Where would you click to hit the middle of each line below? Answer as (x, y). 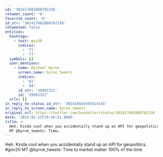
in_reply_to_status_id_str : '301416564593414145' (56, 104)
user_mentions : (25, 63)
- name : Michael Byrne (37, 68)
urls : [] (18, 100)
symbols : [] (22, 59)
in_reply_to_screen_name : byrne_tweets (45, 108)
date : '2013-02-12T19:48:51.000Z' (40, 117)
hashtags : (19, 37)
